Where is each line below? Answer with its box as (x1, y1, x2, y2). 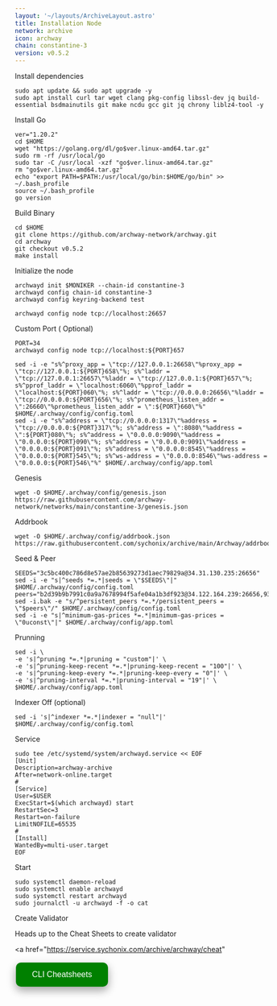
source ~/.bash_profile (14, 187, 95, 195)
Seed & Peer (14, 554, 56, 563)
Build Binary (14, 208, 55, 217)
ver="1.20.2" (14, 130, 59, 138)
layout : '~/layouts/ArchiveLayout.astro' (14, 11, 156, 20)
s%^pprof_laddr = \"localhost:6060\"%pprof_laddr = (14, 381, 192, 390)
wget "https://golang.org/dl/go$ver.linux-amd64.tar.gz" (14, 145, 210, 153)
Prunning (14, 633, 45, 642)
